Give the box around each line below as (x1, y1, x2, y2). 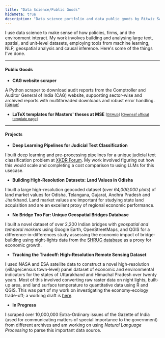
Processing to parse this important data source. (5, 327, 102, 333)
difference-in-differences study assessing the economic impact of (5, 231, 139, 237)
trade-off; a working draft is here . (5, 292, 73, 298)
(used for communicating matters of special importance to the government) (5, 316, 158, 322)
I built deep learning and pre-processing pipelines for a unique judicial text (5, 152, 156, 158)
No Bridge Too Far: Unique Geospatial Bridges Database (12, 212, 129, 218)
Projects (5, 131, 23, 138)
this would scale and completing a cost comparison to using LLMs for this (5, 162, 154, 168)
